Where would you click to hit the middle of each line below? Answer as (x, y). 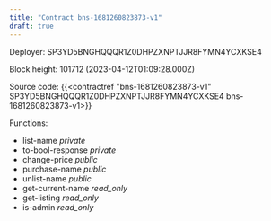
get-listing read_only (60, 198)
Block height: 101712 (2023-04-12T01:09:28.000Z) (102, 69)
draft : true (31, 26)
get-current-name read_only (75, 188)
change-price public (60, 159)
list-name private (54, 140)
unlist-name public (57, 178)
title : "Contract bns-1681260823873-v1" (86, 18)
